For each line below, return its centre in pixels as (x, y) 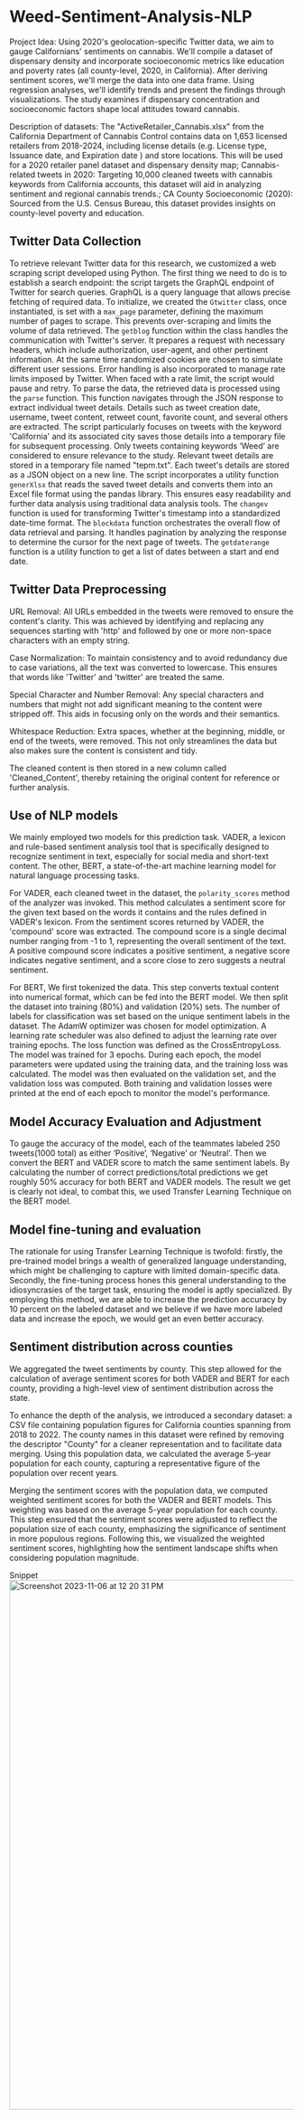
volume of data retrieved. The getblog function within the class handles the (149, 330)
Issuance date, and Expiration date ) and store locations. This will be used (146, 155)
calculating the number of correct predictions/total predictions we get (139, 1172)
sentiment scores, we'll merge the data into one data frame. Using (132, 80)
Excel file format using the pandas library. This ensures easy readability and (150, 494)
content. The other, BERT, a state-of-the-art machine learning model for (143, 866)
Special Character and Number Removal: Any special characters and (137, 695)
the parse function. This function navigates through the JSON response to (147, 397)
